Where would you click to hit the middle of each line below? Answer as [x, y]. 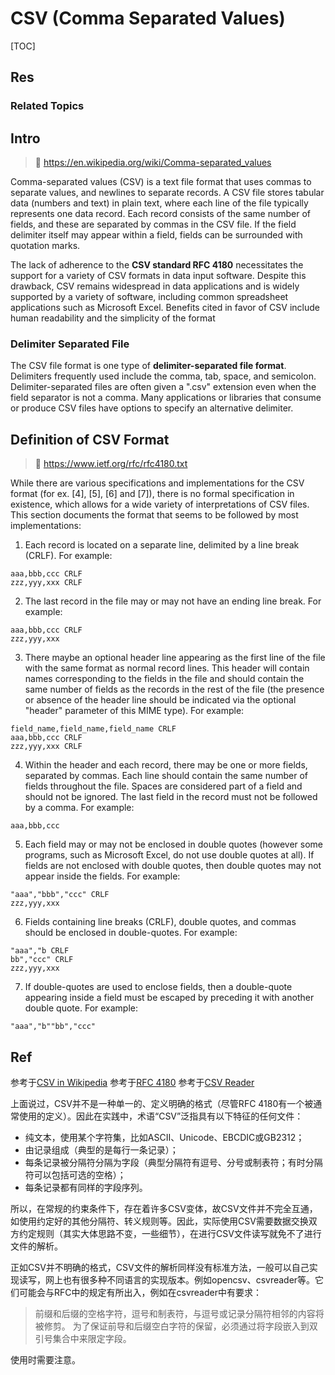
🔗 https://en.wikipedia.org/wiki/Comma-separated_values [153, 163]
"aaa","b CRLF [40, 951]
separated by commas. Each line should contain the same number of [166, 776]
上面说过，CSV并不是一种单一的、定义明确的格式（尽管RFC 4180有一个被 [162, 1103]
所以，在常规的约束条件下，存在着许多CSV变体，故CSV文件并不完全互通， [164, 1208]
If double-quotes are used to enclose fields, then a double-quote [158, 987]
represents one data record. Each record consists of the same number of [161, 214]
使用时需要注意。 [45, 1359]
